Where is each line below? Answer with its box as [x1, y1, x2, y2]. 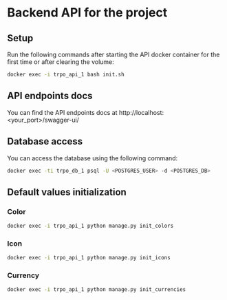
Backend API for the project [7, 5, 168, 21]
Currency [7, 270, 40, 280]
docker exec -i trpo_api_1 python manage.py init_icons [7, 255, 171, 261]
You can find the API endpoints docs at [7, 108, 118, 116]
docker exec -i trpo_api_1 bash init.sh [7, 71, 125, 78]
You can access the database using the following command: [7, 153, 178, 162]
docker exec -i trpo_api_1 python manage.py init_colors [7, 222, 174, 230]
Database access [7, 136, 83, 147]
